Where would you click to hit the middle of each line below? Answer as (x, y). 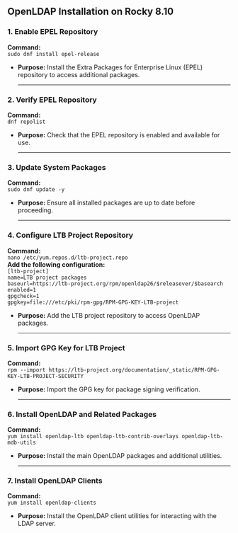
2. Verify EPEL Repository (52, 100)
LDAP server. (37, 524)
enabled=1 (22, 290)
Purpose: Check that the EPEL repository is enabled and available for (119, 134)
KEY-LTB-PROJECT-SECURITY (45, 376)
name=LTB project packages (47, 277)
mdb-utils (22, 443)
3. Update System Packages (57, 167)
